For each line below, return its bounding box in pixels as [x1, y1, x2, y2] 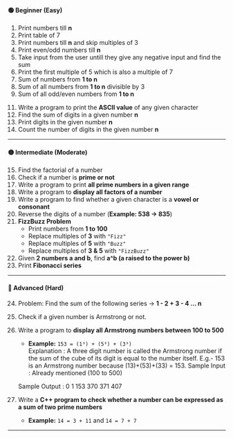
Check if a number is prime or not [17, 173, 115, 182]
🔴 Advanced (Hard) [8, 284, 64, 292]
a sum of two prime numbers [17, 403, 103, 411]
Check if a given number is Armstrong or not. [17, 312, 147, 321]
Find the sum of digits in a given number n [17, 111, 139, 119]
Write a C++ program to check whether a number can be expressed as [17, 395, 224, 403]
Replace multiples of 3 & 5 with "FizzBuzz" [28, 247, 149, 255]
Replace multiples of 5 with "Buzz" [28, 239, 127, 248]
